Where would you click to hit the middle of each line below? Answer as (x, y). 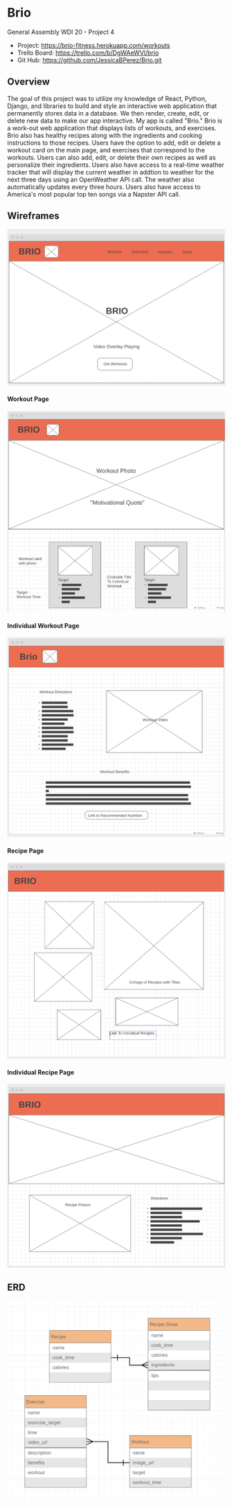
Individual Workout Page (43, 626)
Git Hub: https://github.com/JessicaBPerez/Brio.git (89, 60)
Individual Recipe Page (41, 1072)
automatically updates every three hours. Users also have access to (104, 187)
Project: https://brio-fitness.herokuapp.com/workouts (93, 45)
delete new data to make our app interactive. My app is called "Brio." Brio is (115, 120)
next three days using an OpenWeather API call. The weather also (101, 179)
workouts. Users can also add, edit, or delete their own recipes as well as (111, 157)
